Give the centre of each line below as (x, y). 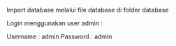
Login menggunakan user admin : (54, 23)
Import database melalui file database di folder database (88, 10)
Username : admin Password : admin (59, 36)
